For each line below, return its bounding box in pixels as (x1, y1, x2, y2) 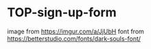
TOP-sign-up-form (7, 5, 117, 20)
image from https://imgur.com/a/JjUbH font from (7, 27, 144, 35)
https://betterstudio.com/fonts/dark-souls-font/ (7, 34, 141, 42)
